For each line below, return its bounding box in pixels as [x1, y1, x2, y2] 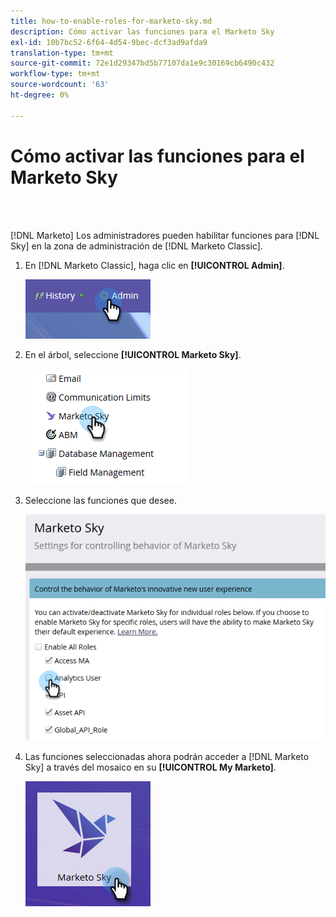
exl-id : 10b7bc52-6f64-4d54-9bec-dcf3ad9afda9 [10, 37, 208, 47]
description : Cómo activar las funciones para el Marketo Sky [10, 26, 275, 37]
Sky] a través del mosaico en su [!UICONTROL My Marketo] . [24, 761, 277, 773]
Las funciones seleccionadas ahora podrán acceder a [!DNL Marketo [24, 750, 310, 762]
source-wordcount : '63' [10, 80, 110, 90]
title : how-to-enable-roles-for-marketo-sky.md [10, 16, 213, 26]
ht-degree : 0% [10, 90, 70, 100]
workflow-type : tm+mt [10, 69, 101, 79]
